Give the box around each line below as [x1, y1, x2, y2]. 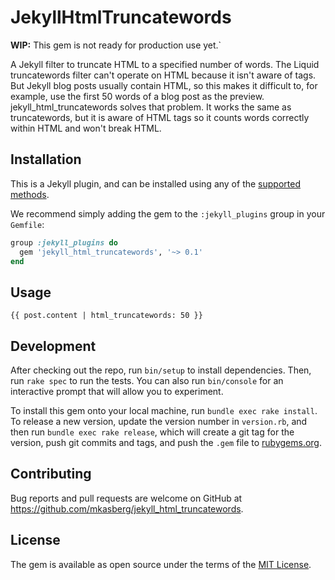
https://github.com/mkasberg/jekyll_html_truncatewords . [10, 502, 244, 515]
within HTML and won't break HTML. [10, 122, 162, 134]
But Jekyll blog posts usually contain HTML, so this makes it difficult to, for [10, 79, 318, 91]
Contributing [10, 466, 92, 483]
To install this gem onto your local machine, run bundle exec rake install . [10, 405, 318, 416]
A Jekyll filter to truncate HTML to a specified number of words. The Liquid [10, 58, 320, 70]
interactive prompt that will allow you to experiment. [10, 386, 224, 397]
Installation [10, 151, 82, 168]
